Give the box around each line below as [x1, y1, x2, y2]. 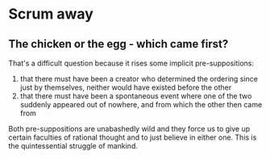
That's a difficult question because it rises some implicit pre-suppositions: [8, 58, 255, 68]
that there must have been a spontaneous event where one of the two [19, 91, 252, 101]
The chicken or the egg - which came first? [8, 37, 229, 51]
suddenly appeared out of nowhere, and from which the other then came [19, 100, 263, 109]
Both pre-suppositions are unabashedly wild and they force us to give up [8, 124, 251, 133]
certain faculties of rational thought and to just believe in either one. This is [8, 132, 257, 142]
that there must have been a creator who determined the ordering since [19, 74, 258, 83]
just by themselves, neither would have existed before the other [19, 82, 232, 92]
